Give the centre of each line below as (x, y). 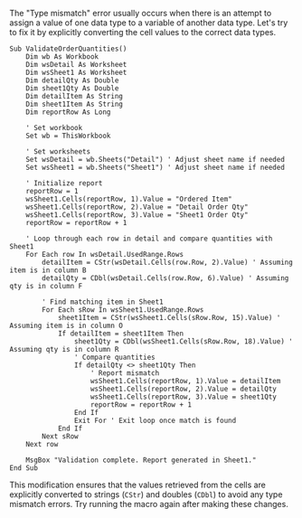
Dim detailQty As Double (72, 80)
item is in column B (48, 270)
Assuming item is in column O (66, 325)
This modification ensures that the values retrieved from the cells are (138, 485)
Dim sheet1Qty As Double (72, 89)
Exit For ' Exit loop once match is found (155, 420)
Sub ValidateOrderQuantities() (68, 49)
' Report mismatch (125, 373)
